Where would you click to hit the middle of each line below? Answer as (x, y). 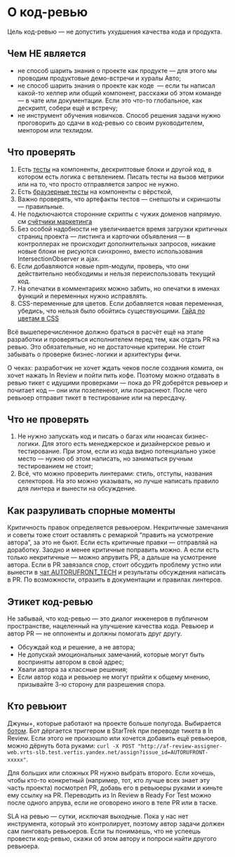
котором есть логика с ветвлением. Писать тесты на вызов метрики (121, 177)
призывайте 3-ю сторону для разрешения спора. (92, 684)
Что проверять (41, 153)
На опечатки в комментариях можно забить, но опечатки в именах (119, 288)
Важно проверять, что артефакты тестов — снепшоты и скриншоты (119, 199)
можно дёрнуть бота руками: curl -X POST (71, 745)
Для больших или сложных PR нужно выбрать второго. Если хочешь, (112, 773)
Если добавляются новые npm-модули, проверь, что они (103, 266)
